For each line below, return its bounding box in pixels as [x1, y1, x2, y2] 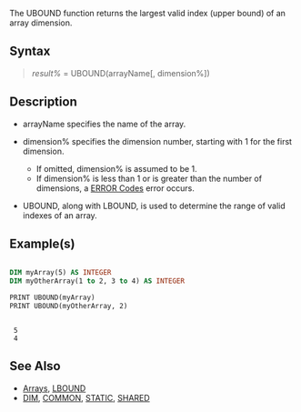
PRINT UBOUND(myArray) [9, 293, 95, 303]
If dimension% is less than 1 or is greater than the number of [35, 173, 262, 184]
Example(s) [9, 236, 75, 252]
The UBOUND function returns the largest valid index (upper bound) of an [9, 8, 286, 18]
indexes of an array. [22, 209, 97, 221]
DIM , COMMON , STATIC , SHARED [22, 392, 150, 403]
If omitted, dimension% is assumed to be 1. [35, 163, 197, 174]
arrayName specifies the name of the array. [22, 118, 186, 129]
